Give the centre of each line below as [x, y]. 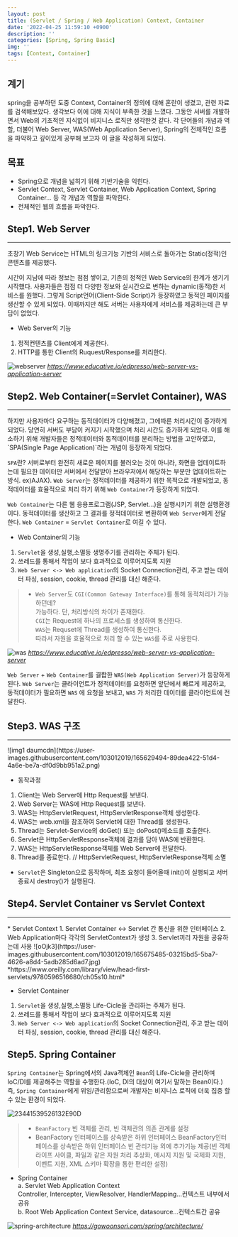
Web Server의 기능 [44, 328]
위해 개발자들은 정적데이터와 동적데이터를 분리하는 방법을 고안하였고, [121, 439]
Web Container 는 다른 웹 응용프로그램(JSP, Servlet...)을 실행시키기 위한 [106, 504]
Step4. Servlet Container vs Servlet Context [106, 904]
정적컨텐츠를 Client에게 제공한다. [63, 343]
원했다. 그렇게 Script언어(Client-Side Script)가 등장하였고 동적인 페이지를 [128, 295]
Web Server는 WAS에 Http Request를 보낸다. [82, 804]
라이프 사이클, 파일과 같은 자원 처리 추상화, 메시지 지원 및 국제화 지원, [130, 1155]
